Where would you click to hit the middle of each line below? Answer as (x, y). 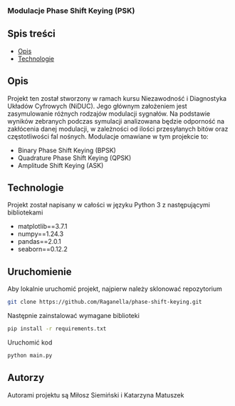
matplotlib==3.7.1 (42, 227)
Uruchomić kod (30, 342)
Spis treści (31, 34)
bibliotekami (25, 212)
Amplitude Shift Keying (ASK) (61, 165)
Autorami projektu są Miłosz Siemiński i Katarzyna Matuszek (96, 395)
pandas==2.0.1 (40, 242)
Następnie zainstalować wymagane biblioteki (74, 316)
